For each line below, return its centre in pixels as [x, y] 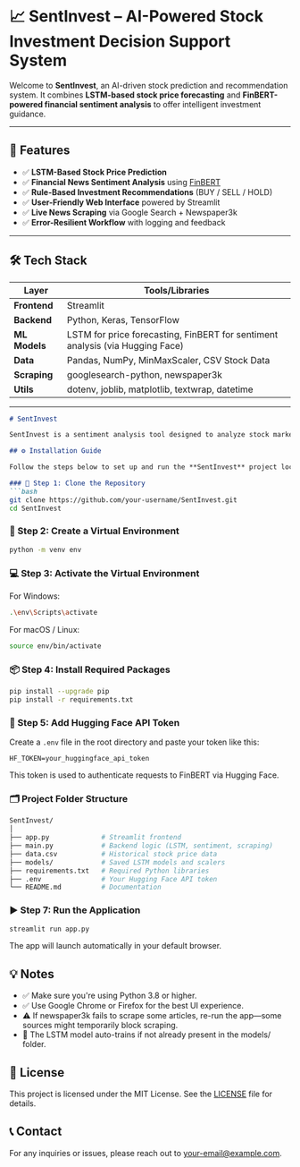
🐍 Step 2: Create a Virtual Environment [95, 531]
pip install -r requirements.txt [71, 699]
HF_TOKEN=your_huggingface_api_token [79, 759]
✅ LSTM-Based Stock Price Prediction [95, 172]
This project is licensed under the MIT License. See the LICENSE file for [141, 1094]
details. [23, 1103]
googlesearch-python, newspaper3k [145, 374]
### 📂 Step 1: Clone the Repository [77, 483]
